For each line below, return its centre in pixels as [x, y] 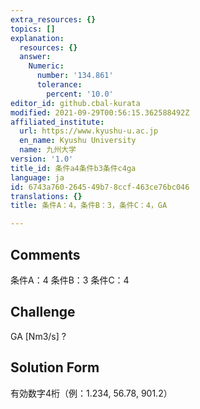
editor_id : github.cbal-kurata [75, 103]
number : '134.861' [75, 76]
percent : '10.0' [80, 94]
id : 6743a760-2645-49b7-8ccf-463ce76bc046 [100, 187]
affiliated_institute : [57, 122]
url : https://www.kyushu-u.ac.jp [89, 131]
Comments [45, 254]
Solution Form [55, 367]
